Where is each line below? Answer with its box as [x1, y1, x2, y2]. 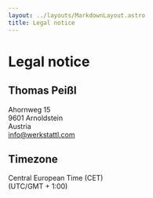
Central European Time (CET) [8, 174, 104, 183]
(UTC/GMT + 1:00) [8, 181, 68, 191]
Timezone [8, 152, 59, 166]
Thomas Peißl [8, 84, 77, 97]
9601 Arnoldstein [8, 113, 64, 123]
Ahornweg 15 [8, 104, 51, 114]
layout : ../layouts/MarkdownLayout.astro [8, 11, 146, 20]
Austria [8, 121, 31, 130]
